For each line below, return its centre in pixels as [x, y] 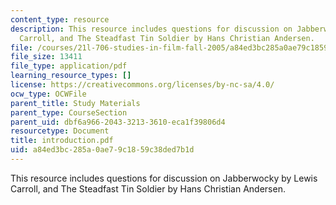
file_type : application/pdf [69, 66]
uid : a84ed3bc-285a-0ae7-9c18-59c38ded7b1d [102, 150]
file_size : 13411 [46, 57]
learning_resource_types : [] [71, 76]
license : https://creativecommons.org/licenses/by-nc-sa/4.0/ [142, 85]
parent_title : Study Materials [75, 103]
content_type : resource [60, 19]
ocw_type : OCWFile [48, 94]
